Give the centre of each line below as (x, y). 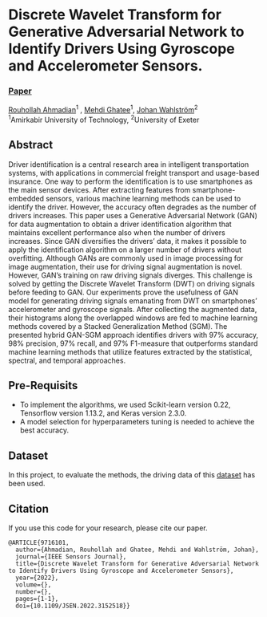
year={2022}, (37, 578)
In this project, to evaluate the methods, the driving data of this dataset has (132, 475)
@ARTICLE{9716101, (39, 543)
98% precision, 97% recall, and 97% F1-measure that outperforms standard (133, 343)
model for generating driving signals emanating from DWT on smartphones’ (133, 300)
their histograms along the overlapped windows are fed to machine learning (133, 318)
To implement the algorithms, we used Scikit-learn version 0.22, (125, 405)
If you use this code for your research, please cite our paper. (108, 528)
